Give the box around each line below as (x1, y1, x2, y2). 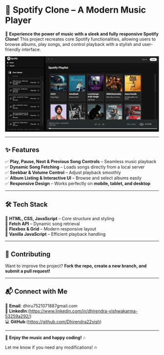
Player (5, 15, 32, 26)
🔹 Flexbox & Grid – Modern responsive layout (5, 226, 97, 232)
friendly (5, 46, 21, 52)
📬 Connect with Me (5, 288, 67, 296)
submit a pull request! (5, 268, 50, 274)
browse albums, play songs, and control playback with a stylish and (5, 41, 141, 47)
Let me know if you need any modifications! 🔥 (5, 344, 98, 350)
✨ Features (5, 146, 40, 154)
